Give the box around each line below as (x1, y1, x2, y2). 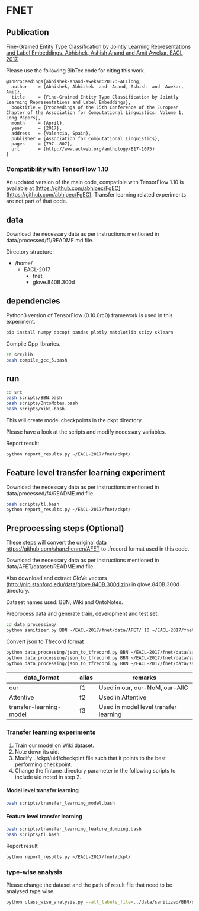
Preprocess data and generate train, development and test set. (6, 610, 159, 618)
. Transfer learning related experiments (91, 191, 187, 198)
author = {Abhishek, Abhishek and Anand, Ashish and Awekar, (11, 84, 184, 90)
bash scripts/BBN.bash (6, 395, 62, 401)
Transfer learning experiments (6, 728, 96, 736)
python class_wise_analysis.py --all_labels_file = (6, 899, 134, 905)
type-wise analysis (6, 868, 63, 876)
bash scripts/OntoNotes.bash (6, 400, 78, 407)
